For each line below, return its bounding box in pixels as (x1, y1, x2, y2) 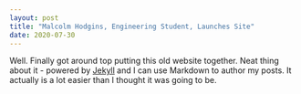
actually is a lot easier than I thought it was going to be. (9, 75, 217, 86)
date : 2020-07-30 (9, 30, 76, 39)
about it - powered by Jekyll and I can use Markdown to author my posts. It (9, 65, 292, 76)
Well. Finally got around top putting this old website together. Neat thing (9, 56, 280, 67)
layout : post (9, 13, 59, 23)
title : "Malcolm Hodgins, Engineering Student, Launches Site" (9, 22, 255, 31)
